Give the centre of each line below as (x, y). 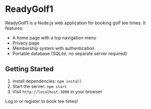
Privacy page (26, 43)
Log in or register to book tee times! (42, 101)
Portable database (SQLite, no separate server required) (70, 54)
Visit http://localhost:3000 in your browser (57, 91)
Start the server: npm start (39, 86)
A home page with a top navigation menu (54, 38)
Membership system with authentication (53, 48)
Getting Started (29, 69)
